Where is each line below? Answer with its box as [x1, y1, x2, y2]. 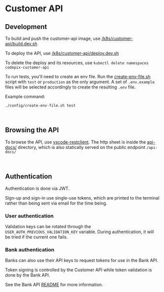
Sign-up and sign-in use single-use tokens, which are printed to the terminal [5, 195, 160, 201]
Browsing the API [5, 126, 59, 134]
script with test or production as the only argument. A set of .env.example [5, 79, 155, 85]
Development [5, 23, 48, 31]
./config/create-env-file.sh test [5, 103, 76, 108]
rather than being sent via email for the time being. [5, 200, 108, 206]
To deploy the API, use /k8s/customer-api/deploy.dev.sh [5, 50, 119, 56]
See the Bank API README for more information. [5, 282, 103, 288]
